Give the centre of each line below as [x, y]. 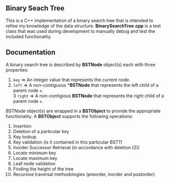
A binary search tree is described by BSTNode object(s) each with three [80, 65]
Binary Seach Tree [35, 8]
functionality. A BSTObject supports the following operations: [69, 116]
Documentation [31, 52]
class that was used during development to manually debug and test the [80, 31]
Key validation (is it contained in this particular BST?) [68, 142]
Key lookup [25, 137]
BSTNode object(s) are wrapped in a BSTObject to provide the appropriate [83, 111]
